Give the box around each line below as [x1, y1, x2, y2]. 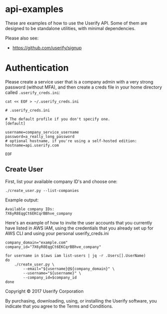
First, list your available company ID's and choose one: [5, 178, 118, 184]
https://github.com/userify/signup [12, 44, 82, 50]
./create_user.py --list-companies [5, 188, 79, 193]
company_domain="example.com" [5, 240, 68, 245]
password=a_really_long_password [5, 134, 75, 139]
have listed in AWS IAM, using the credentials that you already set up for [5, 225, 154, 231]
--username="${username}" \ [23, 270, 81, 275]
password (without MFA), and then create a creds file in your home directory [5, 84, 162, 90]
